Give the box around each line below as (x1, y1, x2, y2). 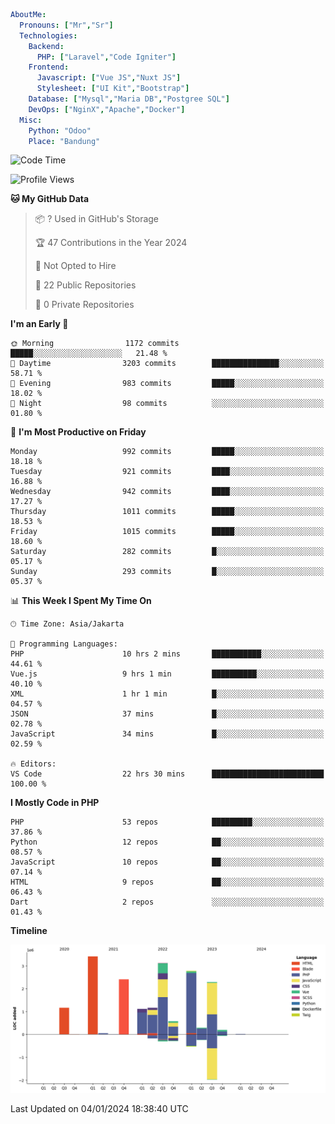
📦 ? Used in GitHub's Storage (34, 213, 160, 225)
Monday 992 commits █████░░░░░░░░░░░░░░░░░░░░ (10, 447, 325, 457)
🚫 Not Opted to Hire (34, 260, 117, 272)
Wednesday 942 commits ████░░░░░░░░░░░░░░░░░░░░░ (10, 487, 325, 497)
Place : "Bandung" (28, 136, 101, 146)
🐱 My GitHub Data (10, 193, 90, 205)
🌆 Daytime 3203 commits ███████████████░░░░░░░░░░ (10, 359, 325, 369)
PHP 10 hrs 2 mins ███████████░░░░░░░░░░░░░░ (10, 649, 325, 659)
